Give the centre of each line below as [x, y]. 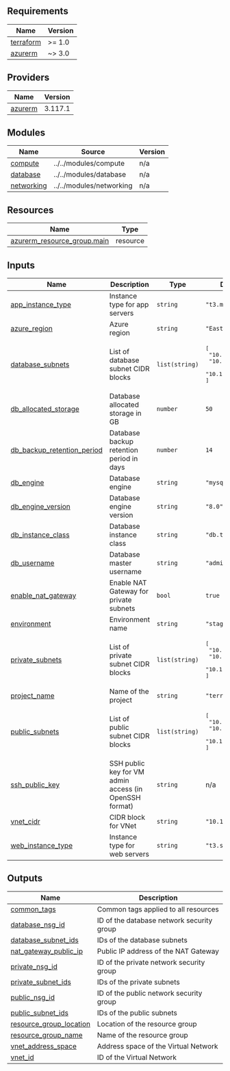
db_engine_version [40, 507]
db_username [33, 563]
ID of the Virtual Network [137, 1057]
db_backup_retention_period [56, 450]
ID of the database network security [155, 920]
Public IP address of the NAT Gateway [158, 951]
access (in [126, 789]
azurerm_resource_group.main [60, 241]
